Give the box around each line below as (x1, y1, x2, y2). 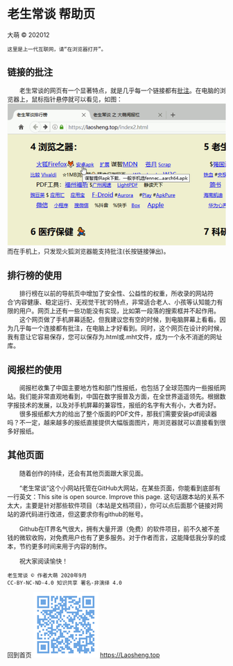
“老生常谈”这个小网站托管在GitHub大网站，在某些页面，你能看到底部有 (19, 484, 221, 492)
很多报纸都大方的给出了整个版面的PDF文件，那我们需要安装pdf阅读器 (19, 409, 217, 418)
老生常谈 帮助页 (7, 6, 96, 22)
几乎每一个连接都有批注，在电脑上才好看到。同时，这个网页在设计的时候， (12, 324, 226, 332)
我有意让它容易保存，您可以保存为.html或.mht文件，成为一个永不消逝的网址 (7, 333, 223, 341)
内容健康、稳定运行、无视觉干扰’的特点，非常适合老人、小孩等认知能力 (15, 298, 217, 307)
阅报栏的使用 (7, 364, 62, 375)
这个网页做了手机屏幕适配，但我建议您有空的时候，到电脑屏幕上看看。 (19, 316, 220, 324)
